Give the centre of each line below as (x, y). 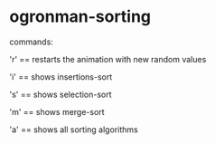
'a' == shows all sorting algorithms (74, 130)
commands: (32, 42)
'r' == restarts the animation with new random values (108, 59)
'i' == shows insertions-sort (61, 77)
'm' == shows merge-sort (57, 111)
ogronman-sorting (80, 17)
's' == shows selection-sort (61, 94)
